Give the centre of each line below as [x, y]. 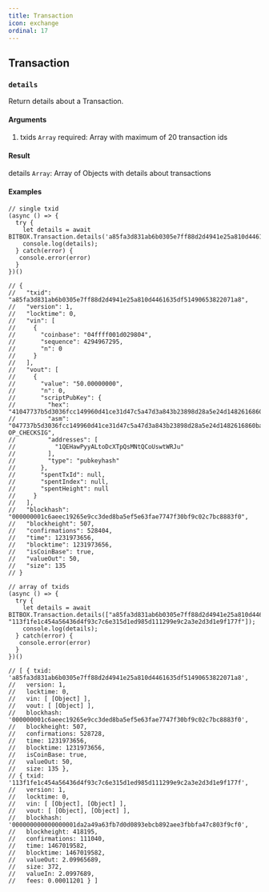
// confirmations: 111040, [57, 838]
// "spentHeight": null [59, 489]
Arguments [28, 119]
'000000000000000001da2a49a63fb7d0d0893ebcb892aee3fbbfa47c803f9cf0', [128, 825]
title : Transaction [41, 16]
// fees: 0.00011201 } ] [53, 881]
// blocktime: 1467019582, [57, 853]
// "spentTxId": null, [57, 474]
